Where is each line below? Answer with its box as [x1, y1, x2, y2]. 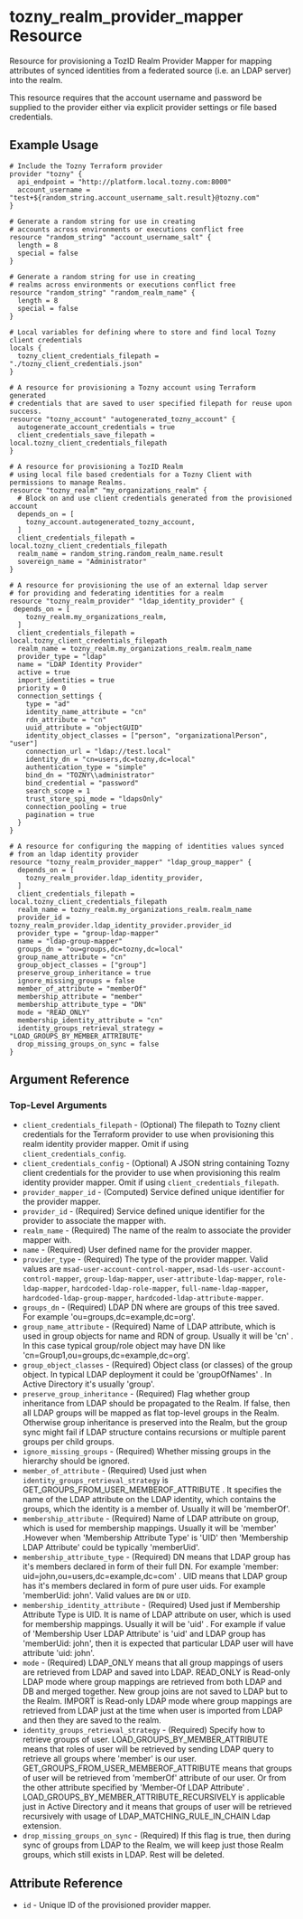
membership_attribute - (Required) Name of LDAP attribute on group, [22, 1513, 280, 1524]
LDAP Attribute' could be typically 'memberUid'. [22, 1542, 200, 1553]
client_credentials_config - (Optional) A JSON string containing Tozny [22, 1158, 290, 1169]
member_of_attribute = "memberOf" [17, 983, 147, 993]
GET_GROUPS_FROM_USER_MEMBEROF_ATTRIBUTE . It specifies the [22, 1484, 282, 1495]
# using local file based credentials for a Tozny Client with [9, 470, 252, 479]
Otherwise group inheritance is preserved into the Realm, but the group [22, 1417, 288, 1428]
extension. [22, 1820, 61, 1831]
